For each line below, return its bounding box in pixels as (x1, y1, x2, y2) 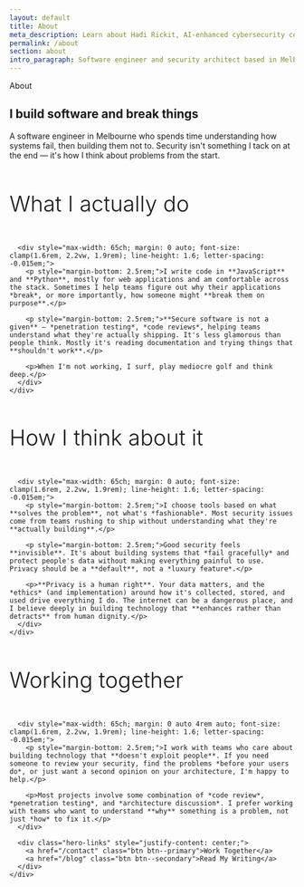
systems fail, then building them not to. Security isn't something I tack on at (9, 140, 291, 150)
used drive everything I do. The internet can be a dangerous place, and (9, 596, 294, 605)
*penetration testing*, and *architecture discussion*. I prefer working (9, 799, 294, 808)
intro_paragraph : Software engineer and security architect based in (9, 55, 278, 64)
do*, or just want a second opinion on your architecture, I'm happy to (9, 767, 290, 776)
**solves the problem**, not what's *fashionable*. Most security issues (9, 509, 294, 518)
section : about (9, 47, 67, 56)
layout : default (9, 13, 71, 23)
